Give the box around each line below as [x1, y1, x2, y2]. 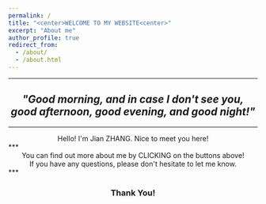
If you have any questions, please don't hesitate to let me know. [28, 159, 237, 168]
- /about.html [15, 56, 62, 64]
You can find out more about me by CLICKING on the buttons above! [21, 150, 245, 160]
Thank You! [110, 187, 156, 198]
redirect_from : [8, 41, 59, 49]
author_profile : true [8, 33, 80, 42]
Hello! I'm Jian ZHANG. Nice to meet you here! [57, 133, 209, 143]
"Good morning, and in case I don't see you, [22, 93, 244, 106]
